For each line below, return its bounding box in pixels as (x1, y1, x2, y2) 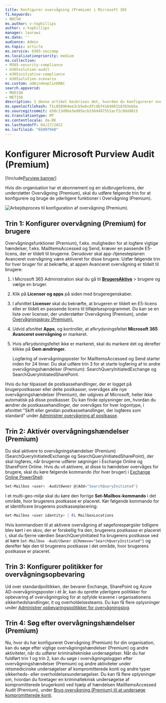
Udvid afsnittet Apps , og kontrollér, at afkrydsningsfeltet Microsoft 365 (12, 326, 158, 332)
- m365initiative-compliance (5, 72, 65, 77)
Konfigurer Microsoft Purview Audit (5, 148, 155, 160)
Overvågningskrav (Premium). (12, 317, 74, 323)
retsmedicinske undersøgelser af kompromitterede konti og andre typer (5, 666, 151, 672)
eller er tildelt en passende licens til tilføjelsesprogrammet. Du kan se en (12, 306, 159, 312)
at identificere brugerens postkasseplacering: (5, 503, 98, 509)
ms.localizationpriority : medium (5, 53, 74, 58)
